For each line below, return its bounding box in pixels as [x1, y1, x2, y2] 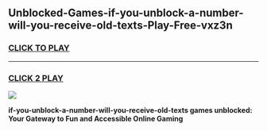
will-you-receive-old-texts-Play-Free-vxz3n [8, 19, 233, 33]
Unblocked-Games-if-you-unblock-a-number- [8, 6, 244, 20]
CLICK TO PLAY [8, 43, 70, 54]
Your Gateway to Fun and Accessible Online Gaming [8, 114, 184, 123]
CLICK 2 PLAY [8, 72, 64, 83]
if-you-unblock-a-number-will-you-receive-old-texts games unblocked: [8, 105, 253, 114]
